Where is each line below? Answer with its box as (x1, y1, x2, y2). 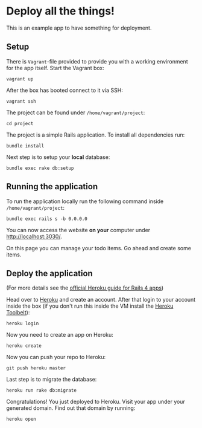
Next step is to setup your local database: (6, 153, 110, 161)
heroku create (6, 343, 42, 349)
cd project (6, 120, 34, 126)
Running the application (6, 181, 98, 192)
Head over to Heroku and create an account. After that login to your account (6, 296, 196, 303)
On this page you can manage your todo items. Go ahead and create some (6, 244, 192, 251)
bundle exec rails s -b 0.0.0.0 (6, 216, 87, 222)
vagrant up (6, 76, 34, 82)
